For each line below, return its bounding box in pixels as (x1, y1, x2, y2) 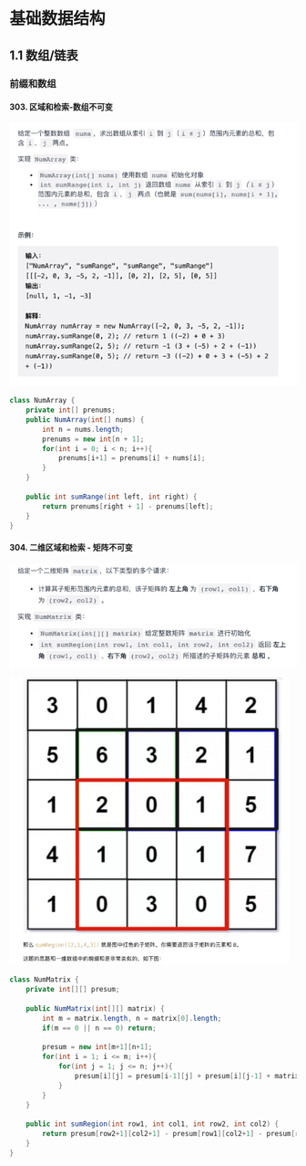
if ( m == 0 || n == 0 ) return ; (42, 1024, 157, 1033)
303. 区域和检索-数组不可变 (9, 101, 114, 112)
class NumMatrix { (9, 975, 79, 984)
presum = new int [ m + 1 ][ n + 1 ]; (42, 1043, 153, 1052)
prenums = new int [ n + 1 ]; (42, 435, 145, 444)
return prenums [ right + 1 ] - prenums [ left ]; (42, 501, 214, 511)
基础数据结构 (9, 8, 107, 29)
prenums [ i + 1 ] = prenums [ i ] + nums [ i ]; (57, 454, 206, 463)
